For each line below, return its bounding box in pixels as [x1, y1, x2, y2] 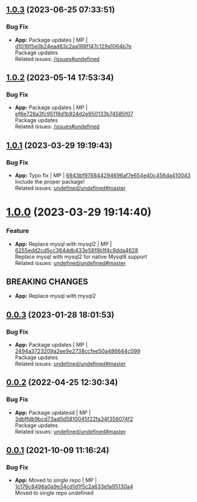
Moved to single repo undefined [14, 489, 94, 497]
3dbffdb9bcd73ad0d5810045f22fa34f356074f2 [14, 415, 133, 423]
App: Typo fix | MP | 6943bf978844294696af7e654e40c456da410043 [14, 172, 191, 179]
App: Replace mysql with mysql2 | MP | [14, 240, 112, 247]
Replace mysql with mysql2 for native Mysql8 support [14, 253, 147, 260]
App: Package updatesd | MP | [14, 409, 91, 416]
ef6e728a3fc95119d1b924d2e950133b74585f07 [14, 110, 134, 118]
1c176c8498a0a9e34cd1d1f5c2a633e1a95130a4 [14, 483, 133, 490]
